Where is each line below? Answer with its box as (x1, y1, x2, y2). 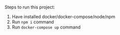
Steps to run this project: (4, 4, 55, 10)
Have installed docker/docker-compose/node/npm (11, 14, 116, 19)
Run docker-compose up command (11, 24, 81, 30)
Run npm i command (11, 19, 54, 25)
